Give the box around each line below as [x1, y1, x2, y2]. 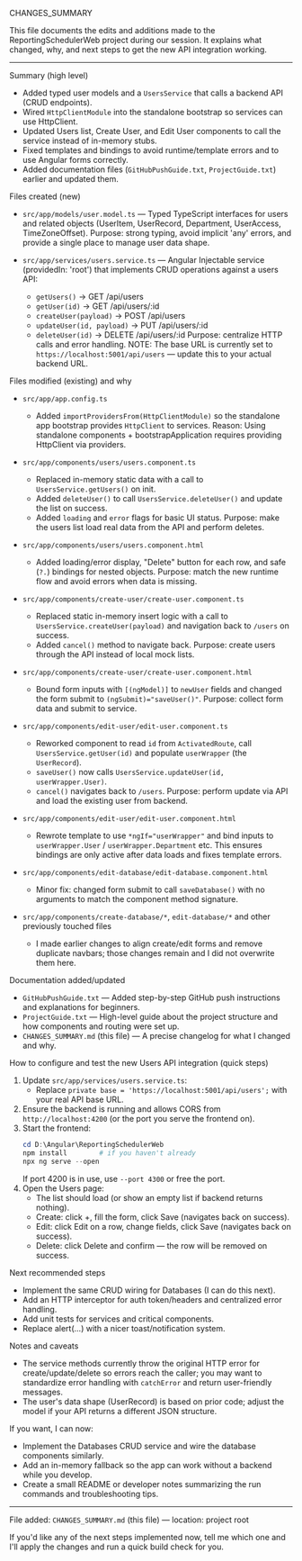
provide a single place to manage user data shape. [22, 238, 210, 248]
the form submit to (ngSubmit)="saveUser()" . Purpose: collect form [35, 693, 284, 704]
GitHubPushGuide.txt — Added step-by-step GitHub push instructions [22, 992, 281, 1003]
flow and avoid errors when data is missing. [35, 576, 198, 586]
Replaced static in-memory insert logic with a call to [35, 611, 229, 621]
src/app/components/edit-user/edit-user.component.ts [22, 722, 228, 731]
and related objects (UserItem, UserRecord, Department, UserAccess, [22, 218, 281, 229]
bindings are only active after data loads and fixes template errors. [35, 850, 282, 860]
